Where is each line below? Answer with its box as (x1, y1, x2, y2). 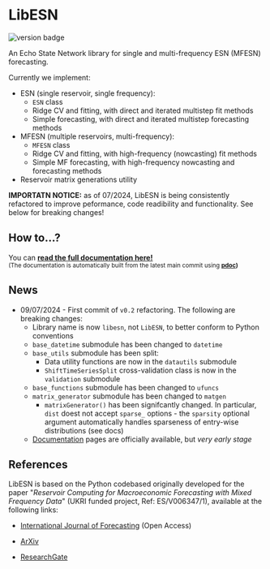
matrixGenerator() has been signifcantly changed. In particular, (44, 399, 257, 409)
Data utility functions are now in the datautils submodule (44, 356, 238, 366)
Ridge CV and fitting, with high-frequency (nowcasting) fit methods (32, 149, 258, 158)
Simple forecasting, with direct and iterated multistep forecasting (32, 114, 250, 123)
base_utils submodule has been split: (32, 347, 160, 358)
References (8, 457, 68, 472)
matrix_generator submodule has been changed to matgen (32, 391, 227, 401)
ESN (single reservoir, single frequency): (19, 88, 156, 98)
